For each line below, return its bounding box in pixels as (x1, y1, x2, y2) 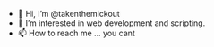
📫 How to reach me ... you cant (17, 27, 136, 38)
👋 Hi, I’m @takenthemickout (17, 9, 121, 19)
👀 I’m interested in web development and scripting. (17, 18, 206, 28)
